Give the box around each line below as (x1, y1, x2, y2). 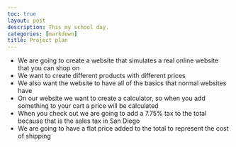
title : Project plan (7, 37, 69, 44)
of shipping (17, 132, 51, 141)
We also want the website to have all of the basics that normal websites (17, 79, 227, 87)
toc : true (7, 10, 37, 18)
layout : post (7, 17, 46, 24)
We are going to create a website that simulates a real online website (17, 56, 218, 65)
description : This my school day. (7, 23, 110, 31)
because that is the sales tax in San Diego (17, 116, 140, 125)
